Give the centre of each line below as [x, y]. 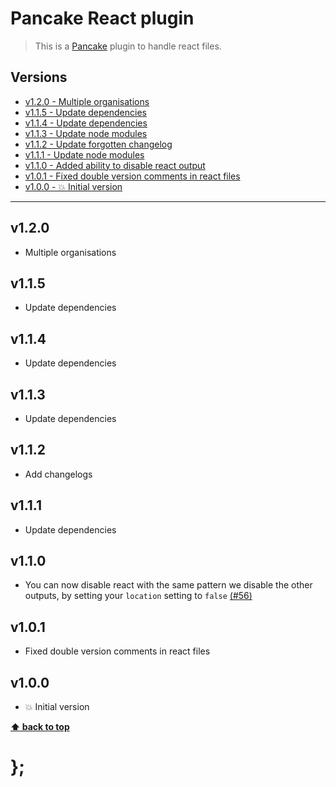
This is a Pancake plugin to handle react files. [128, 46]
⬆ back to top [40, 727]
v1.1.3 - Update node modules [86, 133]
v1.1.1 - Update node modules [84, 154]
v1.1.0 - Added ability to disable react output [115, 165]
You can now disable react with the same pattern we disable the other [168, 585]
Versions [39, 77]
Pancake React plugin [102, 18]
